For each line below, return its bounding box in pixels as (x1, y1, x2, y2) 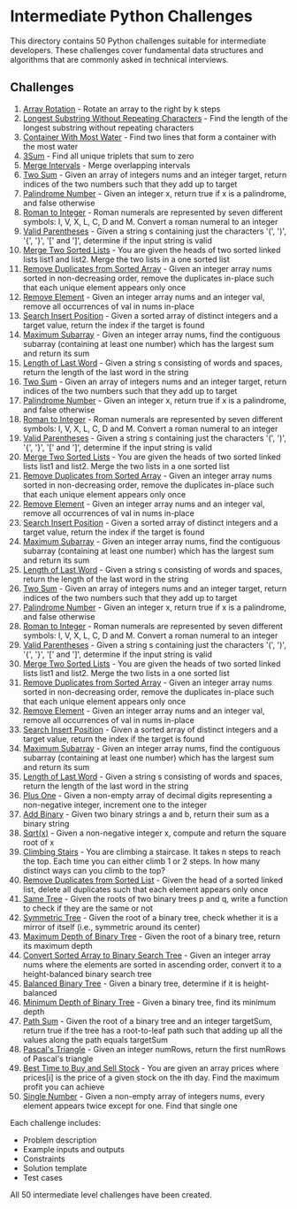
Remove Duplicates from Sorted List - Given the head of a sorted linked (22, 874, 284, 885)
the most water (22, 141, 79, 151)
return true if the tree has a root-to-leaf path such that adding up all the (22, 1025, 283, 1036)
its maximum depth (22, 940, 94, 951)
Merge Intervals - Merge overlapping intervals (22, 159, 191, 170)
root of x (22, 836, 55, 847)
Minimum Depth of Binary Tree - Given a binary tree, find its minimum (22, 997, 277, 1007)
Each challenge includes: (10, 1117, 102, 1128)
